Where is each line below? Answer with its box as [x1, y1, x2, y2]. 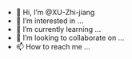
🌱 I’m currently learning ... [15, 25, 102, 33]
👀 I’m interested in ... [15, 16, 84, 26]
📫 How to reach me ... [15, 42, 90, 51]
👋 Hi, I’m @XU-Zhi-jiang [15, 8, 95, 17]
